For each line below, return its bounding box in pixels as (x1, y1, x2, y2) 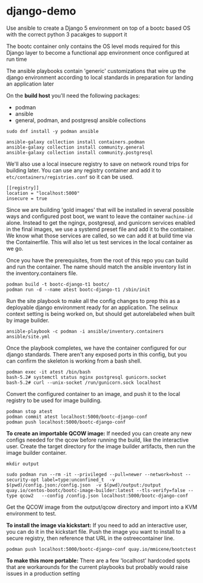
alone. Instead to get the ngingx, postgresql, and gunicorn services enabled (6, 219, 196, 226)
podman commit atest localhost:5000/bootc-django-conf (6, 414, 148, 420)
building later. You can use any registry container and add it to (6, 166, 162, 174)
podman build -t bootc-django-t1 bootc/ (6, 281, 110, 287)
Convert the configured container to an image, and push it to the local (6, 390, 181, 397)
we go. (6, 245, 24, 252)
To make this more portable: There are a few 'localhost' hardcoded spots (6, 557, 191, 564)
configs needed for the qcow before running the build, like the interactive (6, 436, 189, 443)
